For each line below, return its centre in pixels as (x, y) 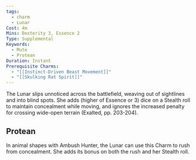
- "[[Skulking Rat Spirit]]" (47, 77)
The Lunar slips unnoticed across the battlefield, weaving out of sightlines (95, 94)
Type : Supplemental (30, 39)
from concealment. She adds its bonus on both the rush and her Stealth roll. (98, 151)
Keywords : (18, 45)
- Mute (19, 50)
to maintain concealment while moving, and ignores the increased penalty (95, 106)
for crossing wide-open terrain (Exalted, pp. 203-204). (72, 113)
